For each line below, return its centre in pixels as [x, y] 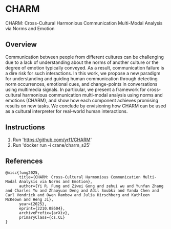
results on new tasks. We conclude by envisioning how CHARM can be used [86, 106]
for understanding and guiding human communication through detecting [81, 78]
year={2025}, [33, 204]
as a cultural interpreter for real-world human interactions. [67, 111]
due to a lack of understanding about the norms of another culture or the [82, 62]
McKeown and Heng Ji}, [29, 200]
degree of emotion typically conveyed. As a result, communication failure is [85, 67]
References [24, 161]
